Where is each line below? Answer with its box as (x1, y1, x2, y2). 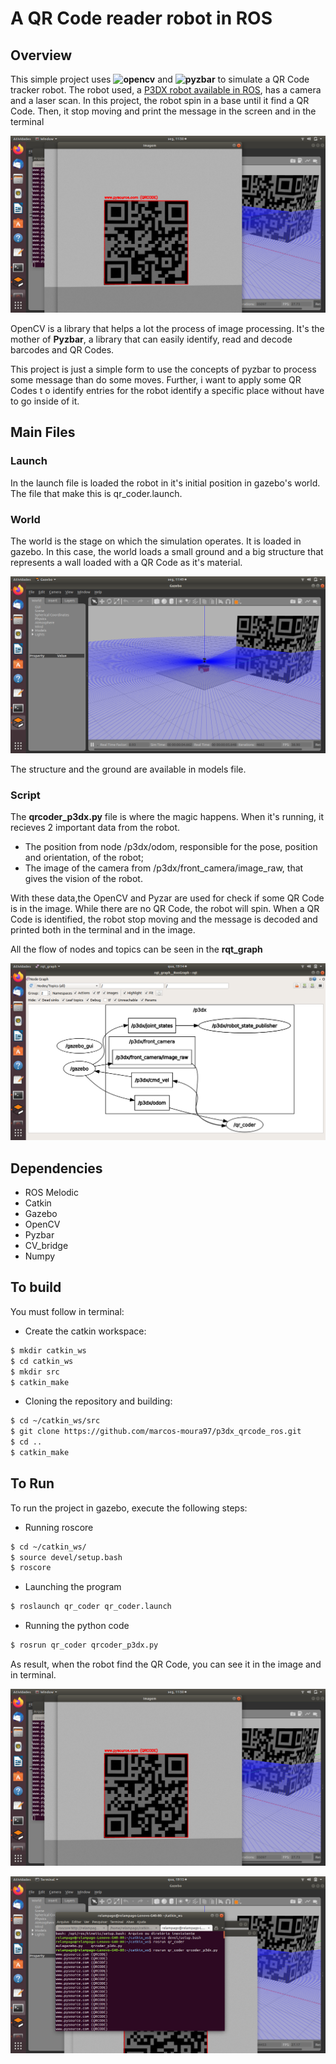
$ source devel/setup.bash (10, 1552, 123, 1562)
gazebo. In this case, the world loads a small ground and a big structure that (10, 545, 324, 557)
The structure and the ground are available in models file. (10, 763, 247, 775)
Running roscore (24, 1521, 94, 1533)
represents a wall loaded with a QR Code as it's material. (10, 556, 243, 568)
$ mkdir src (10, 1367, 60, 1377)
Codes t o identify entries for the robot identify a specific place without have (10, 385, 325, 396)
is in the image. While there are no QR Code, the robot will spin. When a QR (10, 903, 320, 915)
